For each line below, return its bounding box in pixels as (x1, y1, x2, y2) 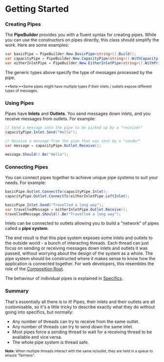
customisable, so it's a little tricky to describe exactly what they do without (5, 304, 155, 310)
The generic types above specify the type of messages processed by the (5, 70, 153, 76)
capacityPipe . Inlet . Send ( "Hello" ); (5, 130, 78, 135)
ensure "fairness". (5, 353, 36, 358)
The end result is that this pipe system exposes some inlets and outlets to (5, 235, 153, 241)
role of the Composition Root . (5, 266, 64, 272)
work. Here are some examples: (5, 42, 69, 48)
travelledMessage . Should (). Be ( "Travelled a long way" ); (5, 211, 121, 216)
